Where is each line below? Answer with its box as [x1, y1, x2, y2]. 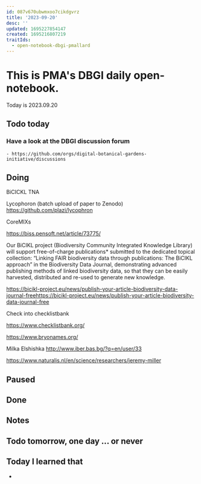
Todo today [6, 119, 50, 129]
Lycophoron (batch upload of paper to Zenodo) [6, 200, 124, 207]
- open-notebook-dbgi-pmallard [11, 43, 91, 49]
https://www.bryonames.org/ [6, 334, 78, 341]
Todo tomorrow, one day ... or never [6, 436, 144, 446]
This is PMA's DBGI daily [6, 69, 132, 82]
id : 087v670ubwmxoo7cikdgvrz [6, 8, 80, 15]
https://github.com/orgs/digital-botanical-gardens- [11, 150, 147, 157]
